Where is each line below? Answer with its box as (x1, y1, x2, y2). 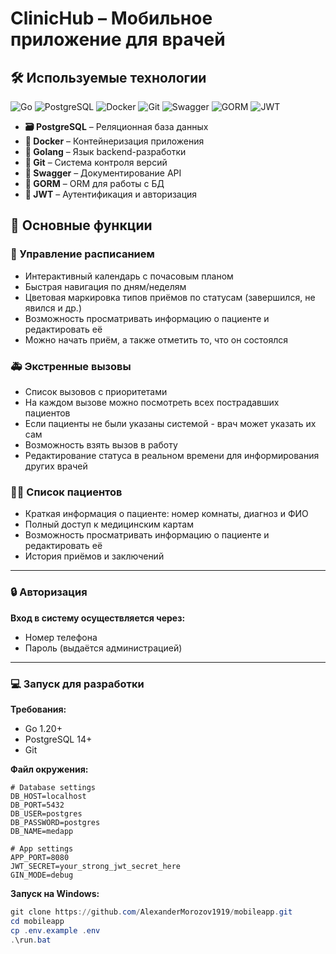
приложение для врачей (10, 28, 226, 51)
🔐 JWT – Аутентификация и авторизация (24, 188, 198, 200)
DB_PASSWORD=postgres (10, 817, 101, 827)
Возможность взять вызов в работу (24, 438, 178, 451)
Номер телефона (24, 631, 98, 643)
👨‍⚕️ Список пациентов (10, 485, 123, 499)
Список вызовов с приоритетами (24, 385, 168, 397)
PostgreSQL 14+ (24, 733, 93, 745)
